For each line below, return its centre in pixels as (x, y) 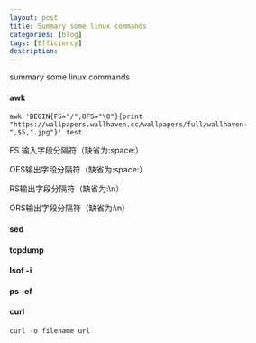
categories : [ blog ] (46, 34)
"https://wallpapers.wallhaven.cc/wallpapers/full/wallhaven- (128, 125)
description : (34, 51)
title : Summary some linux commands (78, 26)
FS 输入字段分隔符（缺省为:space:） (77, 151)
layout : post (34, 18)
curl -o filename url (50, 330)
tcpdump (27, 250)
